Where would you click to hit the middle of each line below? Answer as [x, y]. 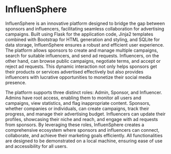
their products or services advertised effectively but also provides [74, 71]
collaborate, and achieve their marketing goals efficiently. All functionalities [84, 135]
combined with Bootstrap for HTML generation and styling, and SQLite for [83, 40]
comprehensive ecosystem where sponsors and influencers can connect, [82, 130]
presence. [16, 83]
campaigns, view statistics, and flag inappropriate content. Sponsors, [78, 103]
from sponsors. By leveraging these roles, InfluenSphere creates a [75, 125]
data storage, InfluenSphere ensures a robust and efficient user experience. [85, 45]
